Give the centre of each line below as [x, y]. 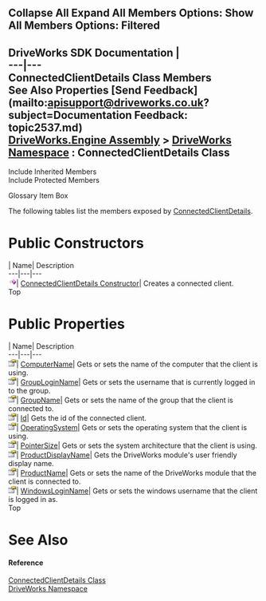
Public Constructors [76, 243]
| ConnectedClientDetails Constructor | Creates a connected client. [125, 283]
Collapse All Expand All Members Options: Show [131, 13]
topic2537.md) [45, 127]
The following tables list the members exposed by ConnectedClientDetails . [131, 212]
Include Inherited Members [53, 172]
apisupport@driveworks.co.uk [125, 103]
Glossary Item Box [38, 196]
